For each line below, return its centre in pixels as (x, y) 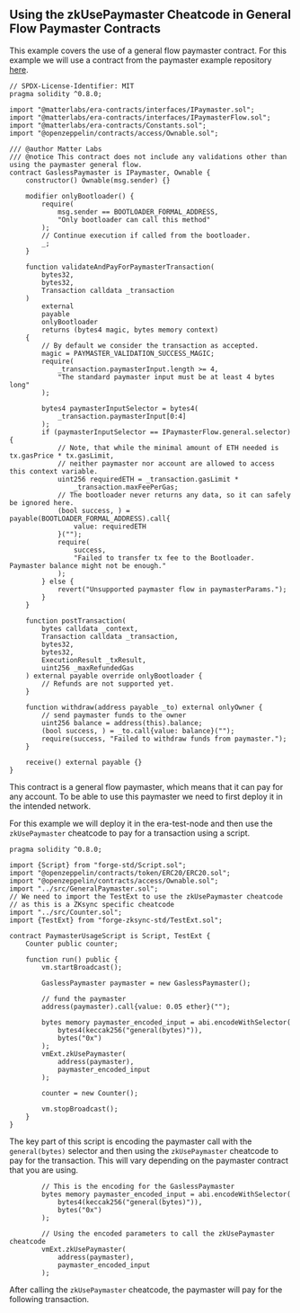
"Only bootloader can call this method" (134, 219)
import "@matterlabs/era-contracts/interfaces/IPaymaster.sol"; (132, 110)
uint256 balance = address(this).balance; (122, 723)
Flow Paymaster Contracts (85, 29)
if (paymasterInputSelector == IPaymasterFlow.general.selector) (167, 432)
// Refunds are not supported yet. (108, 683)
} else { (58, 581)
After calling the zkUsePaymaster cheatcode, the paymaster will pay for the (146, 1290)
